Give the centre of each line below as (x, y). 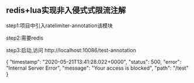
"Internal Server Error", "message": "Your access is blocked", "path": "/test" (97, 68)
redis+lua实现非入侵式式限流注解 (66, 10)
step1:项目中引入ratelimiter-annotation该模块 (59, 26)
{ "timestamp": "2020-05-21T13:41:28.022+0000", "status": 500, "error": (94, 62)
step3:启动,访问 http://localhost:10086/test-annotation (71, 50)
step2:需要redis (25, 38)
